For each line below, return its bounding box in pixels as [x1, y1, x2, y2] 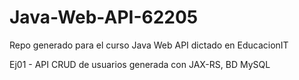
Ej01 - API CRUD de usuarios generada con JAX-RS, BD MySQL [9, 58, 271, 70]
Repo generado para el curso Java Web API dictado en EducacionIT [9, 39, 289, 51]
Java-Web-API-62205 [9, 6, 199, 29]
